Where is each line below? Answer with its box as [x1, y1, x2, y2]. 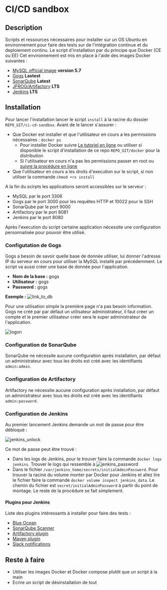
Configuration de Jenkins [5, 410, 68, 417]
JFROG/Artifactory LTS [12, 83, 60, 89]
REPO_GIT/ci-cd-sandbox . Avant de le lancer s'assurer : [5, 121, 117, 128]
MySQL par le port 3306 [12, 193, 62, 199]
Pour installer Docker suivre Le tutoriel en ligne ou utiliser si [19, 142, 142, 148]
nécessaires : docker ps [12, 136, 61, 143]
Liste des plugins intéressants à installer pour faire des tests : [5, 510, 131, 516]
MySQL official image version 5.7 [12, 67, 81, 73]
